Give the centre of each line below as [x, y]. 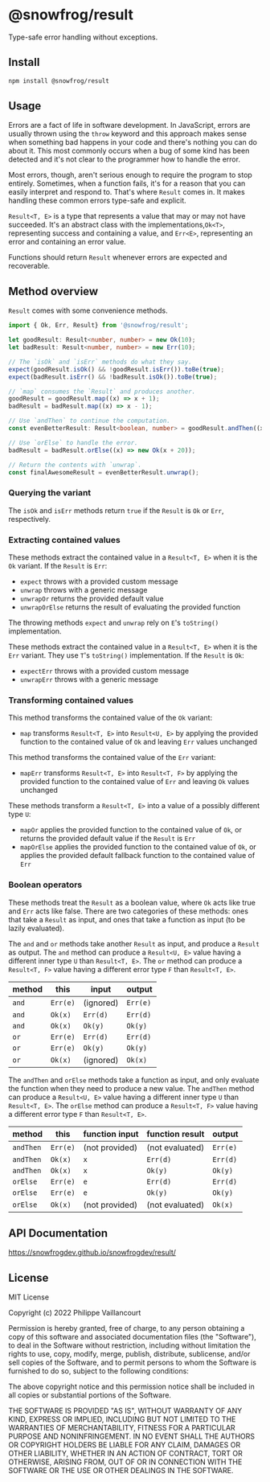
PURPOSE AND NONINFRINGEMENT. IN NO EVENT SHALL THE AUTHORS [132, 1436]
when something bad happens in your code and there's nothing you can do [133, 142]
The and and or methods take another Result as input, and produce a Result [134, 943]
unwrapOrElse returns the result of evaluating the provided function [130, 607]
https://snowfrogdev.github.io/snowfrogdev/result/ [92, 1253]
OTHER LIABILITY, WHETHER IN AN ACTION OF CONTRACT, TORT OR [125, 1454]
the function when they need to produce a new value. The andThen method [131, 1088]
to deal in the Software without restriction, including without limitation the [129, 1345]
